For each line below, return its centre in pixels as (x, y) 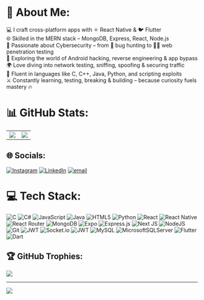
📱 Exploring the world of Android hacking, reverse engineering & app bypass (102, 58)
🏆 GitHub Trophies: (45, 256)
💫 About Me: (38, 12)
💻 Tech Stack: (44, 196)
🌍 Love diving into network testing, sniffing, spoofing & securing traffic (96, 65)
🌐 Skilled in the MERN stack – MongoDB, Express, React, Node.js (88, 38)
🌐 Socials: (26, 155)
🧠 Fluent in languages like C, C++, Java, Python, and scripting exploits (94, 74)
